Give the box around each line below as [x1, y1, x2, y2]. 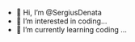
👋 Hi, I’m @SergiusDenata [15, 8, 103, 17]
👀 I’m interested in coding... [15, 16, 108, 26]
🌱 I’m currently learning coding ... [15, 25, 128, 34]
